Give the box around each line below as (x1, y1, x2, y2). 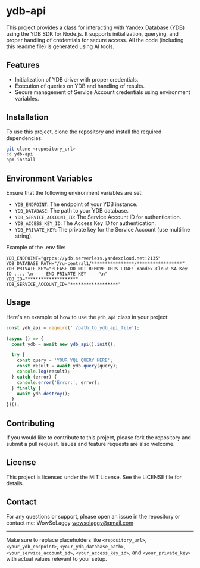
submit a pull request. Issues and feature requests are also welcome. (6, 441, 175, 447)
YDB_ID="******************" (6, 276, 79, 282)
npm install (6, 157, 36, 163)
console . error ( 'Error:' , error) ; (17, 379, 100, 385)
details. (6, 479, 24, 486)
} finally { (11, 385, 42, 391)
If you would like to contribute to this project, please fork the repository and (6, 434, 192, 441)
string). (14, 232, 33, 239)
